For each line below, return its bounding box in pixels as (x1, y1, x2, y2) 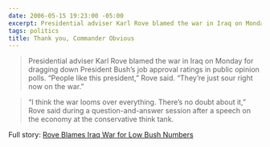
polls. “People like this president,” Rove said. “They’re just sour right (27, 73, 253, 83)
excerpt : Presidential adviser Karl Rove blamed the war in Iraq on (8, 19, 243, 27)
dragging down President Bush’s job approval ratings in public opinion (27, 65, 260, 75)
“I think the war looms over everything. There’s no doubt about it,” (27, 97, 247, 107)
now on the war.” (27, 82, 84, 92)
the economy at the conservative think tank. (27, 114, 174, 125)
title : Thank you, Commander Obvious (8, 34, 135, 43)
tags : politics (8, 27, 59, 35)
